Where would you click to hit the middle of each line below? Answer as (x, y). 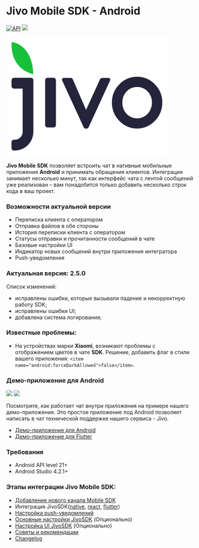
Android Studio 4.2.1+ (41, 471)
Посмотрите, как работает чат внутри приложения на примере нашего (97, 406)
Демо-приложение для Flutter (53, 436)
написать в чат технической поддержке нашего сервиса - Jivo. (88, 418)
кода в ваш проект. (31, 191)
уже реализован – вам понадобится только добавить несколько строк (97, 185)
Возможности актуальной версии (58, 206)
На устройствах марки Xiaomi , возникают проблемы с (85, 345)
